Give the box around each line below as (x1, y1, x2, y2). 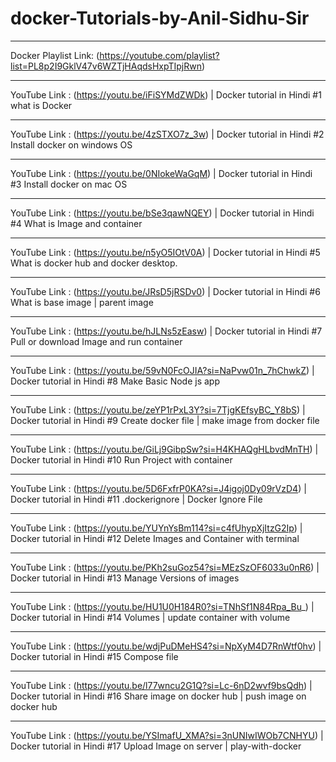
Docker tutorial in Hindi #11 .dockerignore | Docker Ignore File (10, 493, 263, 505)
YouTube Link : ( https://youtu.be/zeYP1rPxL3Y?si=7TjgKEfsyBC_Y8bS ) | (10, 403, 306, 416)
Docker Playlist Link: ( (10, 49, 100, 61)
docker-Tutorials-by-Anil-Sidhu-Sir (10, 7, 310, 30)
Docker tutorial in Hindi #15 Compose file (10, 650, 179, 662)
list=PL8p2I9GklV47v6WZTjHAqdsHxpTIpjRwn (10, 60, 202, 72)
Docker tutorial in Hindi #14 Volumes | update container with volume (10, 611, 291, 623)
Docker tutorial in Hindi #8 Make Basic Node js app (10, 375, 221, 387)
